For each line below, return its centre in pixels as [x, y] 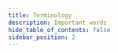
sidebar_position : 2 [42, 37]
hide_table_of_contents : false [59, 30]
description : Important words [58, 23]
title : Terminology [40, 15]
